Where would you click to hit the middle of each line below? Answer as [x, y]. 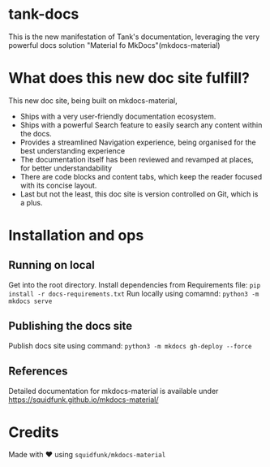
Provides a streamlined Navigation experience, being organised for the [138, 142]
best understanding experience [73, 150]
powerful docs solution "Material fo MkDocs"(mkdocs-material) [114, 45]
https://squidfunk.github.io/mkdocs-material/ [84, 400]
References [38, 372]
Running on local [51, 265]
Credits [34, 432]
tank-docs [44, 14]
